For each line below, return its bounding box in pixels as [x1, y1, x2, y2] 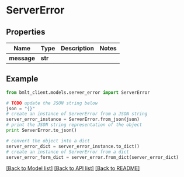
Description [60, 45, 95, 52]
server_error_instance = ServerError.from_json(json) [6, 117, 140, 122]
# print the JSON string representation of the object [6, 122, 143, 128]
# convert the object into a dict [6, 138, 91, 144]
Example [6, 74, 39, 84]
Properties [6, 27, 46, 37]
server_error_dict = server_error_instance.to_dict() [6, 143, 140, 149]
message [9, 54, 35, 62]
